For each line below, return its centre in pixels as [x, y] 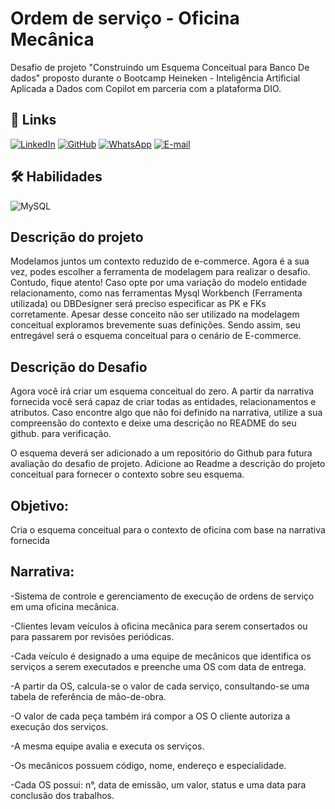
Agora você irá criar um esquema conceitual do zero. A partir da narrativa [162, 391]
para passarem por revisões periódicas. [92, 636]
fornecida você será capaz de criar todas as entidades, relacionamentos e [163, 402]
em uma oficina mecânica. [65, 606]
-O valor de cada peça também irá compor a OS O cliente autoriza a [150, 716]
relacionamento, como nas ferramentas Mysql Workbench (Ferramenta [156, 293]
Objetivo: [40, 505]
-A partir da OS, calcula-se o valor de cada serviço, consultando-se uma [160, 686]
